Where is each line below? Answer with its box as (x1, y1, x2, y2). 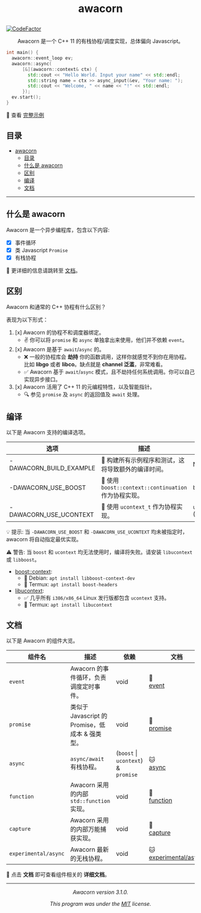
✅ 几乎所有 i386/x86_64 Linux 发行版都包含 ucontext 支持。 (23, 594, 170, 602)
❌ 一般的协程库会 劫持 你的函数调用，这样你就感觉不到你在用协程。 (23, 353, 190, 360)
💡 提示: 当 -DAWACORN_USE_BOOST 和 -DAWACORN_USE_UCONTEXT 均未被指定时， (6, 528, 188, 536)
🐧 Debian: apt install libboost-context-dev (23, 574, 136, 581)
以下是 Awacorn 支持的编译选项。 (6, 429, 89, 436)
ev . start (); (11, 94, 42, 100)
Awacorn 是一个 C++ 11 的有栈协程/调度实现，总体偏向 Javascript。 (17, 38, 184, 45)
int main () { (6, 50, 39, 56)
